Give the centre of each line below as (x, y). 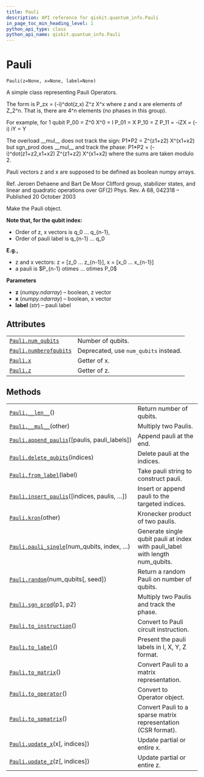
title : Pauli (23, 12)
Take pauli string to (165, 471)
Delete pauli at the (163, 453)
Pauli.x (20, 360)
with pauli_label (160, 546)
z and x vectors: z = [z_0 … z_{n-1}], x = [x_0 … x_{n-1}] (84, 262)
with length (154, 554)
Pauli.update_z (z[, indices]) (49, 761)
